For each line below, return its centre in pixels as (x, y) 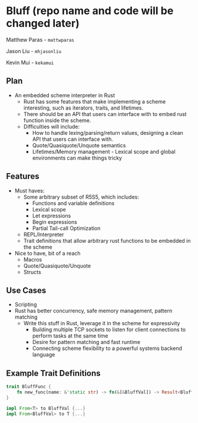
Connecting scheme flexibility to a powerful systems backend (107, 348)
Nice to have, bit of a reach (47, 253)
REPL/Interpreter (44, 234)
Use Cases (26, 290)
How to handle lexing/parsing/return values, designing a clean (108, 133)
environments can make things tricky (77, 158)
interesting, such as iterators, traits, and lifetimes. (83, 108)
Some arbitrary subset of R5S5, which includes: (81, 197)
